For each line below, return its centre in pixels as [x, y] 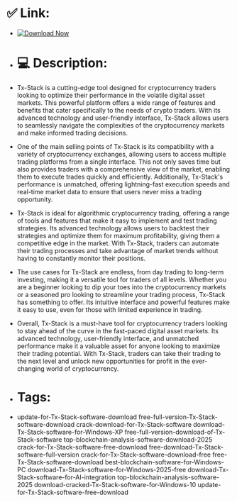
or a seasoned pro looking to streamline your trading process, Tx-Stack [121, 294]
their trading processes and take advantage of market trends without [117, 250]
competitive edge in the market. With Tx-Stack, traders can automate [118, 243]
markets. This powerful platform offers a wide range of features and [116, 102]
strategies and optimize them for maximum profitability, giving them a [118, 235]
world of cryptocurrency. [82, 368]
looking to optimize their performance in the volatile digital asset [111, 95]
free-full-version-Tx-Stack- [178, 417]
